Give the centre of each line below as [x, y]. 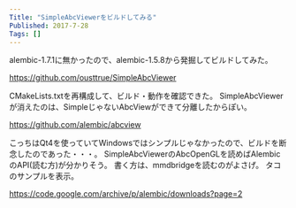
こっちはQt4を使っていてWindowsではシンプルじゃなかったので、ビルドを [144, 143]
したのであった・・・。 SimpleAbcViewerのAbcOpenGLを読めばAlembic [148, 154]
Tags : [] [25, 34]
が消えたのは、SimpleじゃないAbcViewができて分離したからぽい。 [130, 107]
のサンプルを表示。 [44, 176]
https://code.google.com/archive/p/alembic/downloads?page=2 [126, 194]
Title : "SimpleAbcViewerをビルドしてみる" [83, 17]
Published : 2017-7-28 [49, 26]
